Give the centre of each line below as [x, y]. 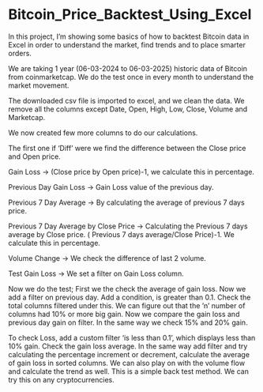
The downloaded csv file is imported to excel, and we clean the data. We [126, 100]
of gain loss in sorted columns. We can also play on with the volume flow [127, 363]
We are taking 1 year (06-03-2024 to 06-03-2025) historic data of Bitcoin [128, 68]
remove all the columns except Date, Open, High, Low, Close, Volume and [128, 109]
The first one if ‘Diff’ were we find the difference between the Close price [127, 148]
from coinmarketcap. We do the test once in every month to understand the [131, 77]
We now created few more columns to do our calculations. [103, 133]
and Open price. [34, 156]
